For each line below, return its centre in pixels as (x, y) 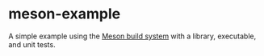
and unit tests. (32, 44)
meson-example (65, 14)
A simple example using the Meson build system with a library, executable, (132, 36)
